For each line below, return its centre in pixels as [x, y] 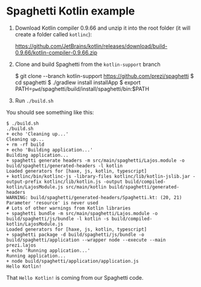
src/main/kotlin [86, 187]
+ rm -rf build [25, 144]
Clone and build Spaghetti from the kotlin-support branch [88, 64]
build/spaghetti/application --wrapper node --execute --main [86, 240]
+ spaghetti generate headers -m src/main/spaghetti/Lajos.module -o [96, 160]
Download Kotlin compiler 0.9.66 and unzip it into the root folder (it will [103, 28]
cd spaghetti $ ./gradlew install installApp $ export [78, 82]
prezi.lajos [21, 245]
